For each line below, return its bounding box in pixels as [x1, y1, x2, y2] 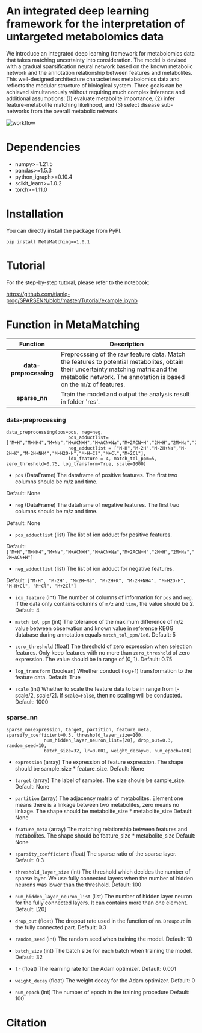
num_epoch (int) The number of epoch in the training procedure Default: [14, 988, 190, 996]
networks [6, 107, 30, 115]
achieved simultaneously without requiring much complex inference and [6, 88, 185, 95]
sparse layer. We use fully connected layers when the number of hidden [14, 875, 194, 882]
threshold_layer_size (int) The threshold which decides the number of [14, 868, 191, 876]
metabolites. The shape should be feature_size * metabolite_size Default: [14, 832, 196, 839]
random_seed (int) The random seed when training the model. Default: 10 [14, 935, 192, 942]
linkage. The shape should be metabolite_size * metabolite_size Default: [14, 807, 194, 815]
